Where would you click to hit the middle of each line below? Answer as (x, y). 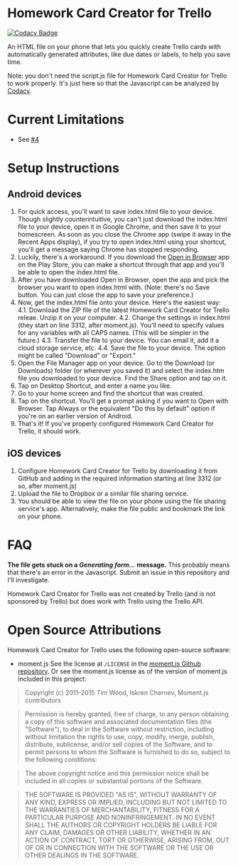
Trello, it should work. (49, 431)
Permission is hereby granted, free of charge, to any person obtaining (127, 713)
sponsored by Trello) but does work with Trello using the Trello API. (106, 601)
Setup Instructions (63, 168)
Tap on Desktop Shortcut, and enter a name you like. (94, 386)
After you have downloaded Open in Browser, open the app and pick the (123, 279)
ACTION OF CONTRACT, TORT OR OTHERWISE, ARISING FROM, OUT (127, 840)
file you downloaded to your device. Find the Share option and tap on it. (123, 378)
